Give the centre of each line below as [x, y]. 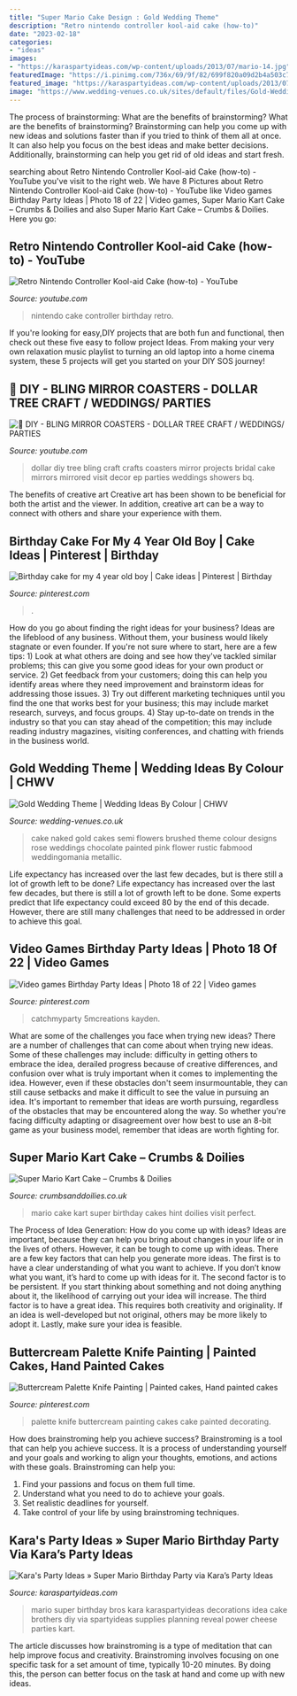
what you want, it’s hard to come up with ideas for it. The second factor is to [148, 1277]
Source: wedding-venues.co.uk [66, 821]
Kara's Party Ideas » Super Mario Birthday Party [145, 1541]
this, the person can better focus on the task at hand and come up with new [147, 1674]
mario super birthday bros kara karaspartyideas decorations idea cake [159, 1610]
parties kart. [53, 1629]
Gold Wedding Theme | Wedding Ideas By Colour [146, 768]
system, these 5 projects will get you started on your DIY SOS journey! [137, 361]
